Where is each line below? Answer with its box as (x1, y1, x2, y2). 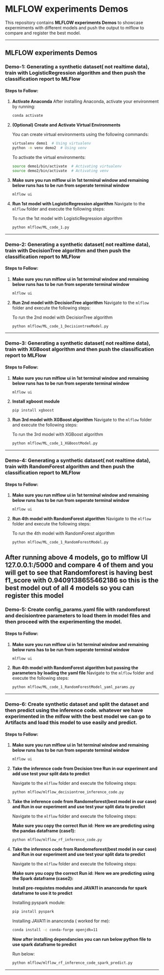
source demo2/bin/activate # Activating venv (12, 168, 109, 173)
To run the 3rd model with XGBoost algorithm (12, 432, 103, 437)
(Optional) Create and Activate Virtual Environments (12, 122, 121, 128)
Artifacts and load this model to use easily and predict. (5, 719, 138, 726)
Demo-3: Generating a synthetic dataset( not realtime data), (5, 340, 150, 347)
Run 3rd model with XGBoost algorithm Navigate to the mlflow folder (12, 417, 152, 423)
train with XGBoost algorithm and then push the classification (5, 346, 154, 353)
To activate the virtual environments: (12, 154, 86, 160)
